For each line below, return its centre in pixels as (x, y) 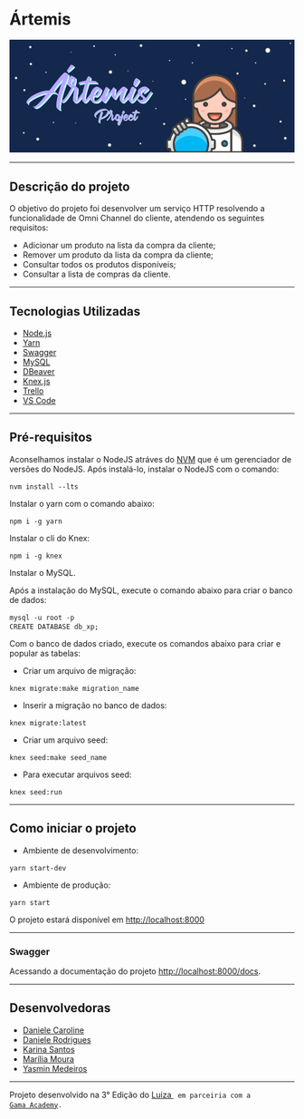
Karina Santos (48, 1049)
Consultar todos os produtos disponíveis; (99, 265)
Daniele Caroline (53, 1030)
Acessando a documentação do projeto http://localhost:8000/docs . (135, 971)
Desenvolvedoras (60, 1008)
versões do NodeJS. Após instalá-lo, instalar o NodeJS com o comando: (144, 469)
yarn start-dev (38, 868)
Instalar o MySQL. (43, 572)
